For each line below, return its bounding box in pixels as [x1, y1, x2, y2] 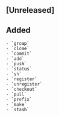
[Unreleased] [6, 5, 55, 15]
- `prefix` [6, 97, 32, 102]
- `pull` [6, 91, 27, 97]
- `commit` [6, 51, 32, 56]
